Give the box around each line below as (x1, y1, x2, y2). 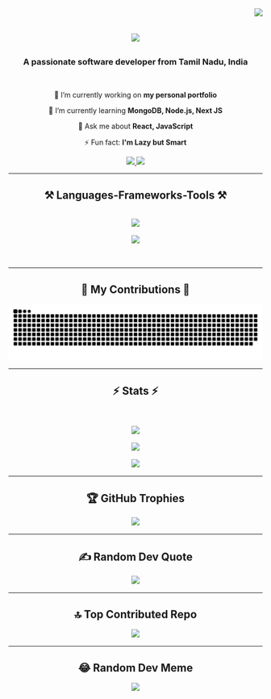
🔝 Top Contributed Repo (73, 607, 198, 621)
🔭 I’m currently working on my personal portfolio (53, 90, 218, 100)
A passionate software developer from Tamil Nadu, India (23, 57, 248, 68)
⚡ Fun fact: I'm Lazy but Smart (84, 137, 187, 148)
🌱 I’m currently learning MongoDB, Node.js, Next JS (48, 106, 223, 115)
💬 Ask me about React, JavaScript (77, 121, 194, 132)
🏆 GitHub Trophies (85, 492, 186, 505)
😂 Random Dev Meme (77, 661, 194, 675)
